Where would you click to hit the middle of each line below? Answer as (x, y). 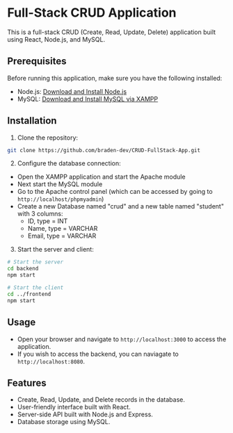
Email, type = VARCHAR (62, 236)
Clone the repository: (48, 138)
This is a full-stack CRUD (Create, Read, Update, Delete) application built (112, 32)
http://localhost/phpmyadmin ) (61, 199)
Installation (32, 121)
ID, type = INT (48, 221)
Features (27, 383)
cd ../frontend (29, 294)
